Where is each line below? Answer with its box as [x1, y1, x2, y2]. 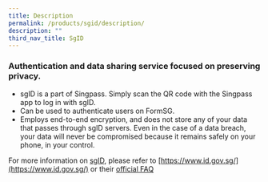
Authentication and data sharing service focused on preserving [8, 61, 261, 72]
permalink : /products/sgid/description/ [8, 19, 146, 27]
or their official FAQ [90, 164, 154, 173]
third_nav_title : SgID [8, 34, 84, 42]
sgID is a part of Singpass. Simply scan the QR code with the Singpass [19, 89, 253, 99]
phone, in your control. [19, 140, 95, 149]
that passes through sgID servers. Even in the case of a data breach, [19, 123, 246, 132]
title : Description [8, 11, 74, 20]
